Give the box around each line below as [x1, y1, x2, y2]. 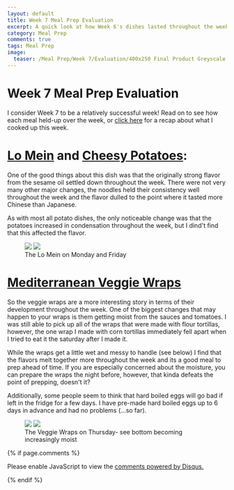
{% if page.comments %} [7, 448, 80, 457]
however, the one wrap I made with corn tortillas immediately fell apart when [7, 327, 226, 335]
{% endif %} [7, 475, 43, 484]
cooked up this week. [7, 123, 69, 132]
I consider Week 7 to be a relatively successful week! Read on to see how [7, 109, 218, 117]
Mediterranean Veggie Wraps [7, 274, 182, 290]
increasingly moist [24, 435, 77, 443]
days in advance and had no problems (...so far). [7, 406, 147, 414]
